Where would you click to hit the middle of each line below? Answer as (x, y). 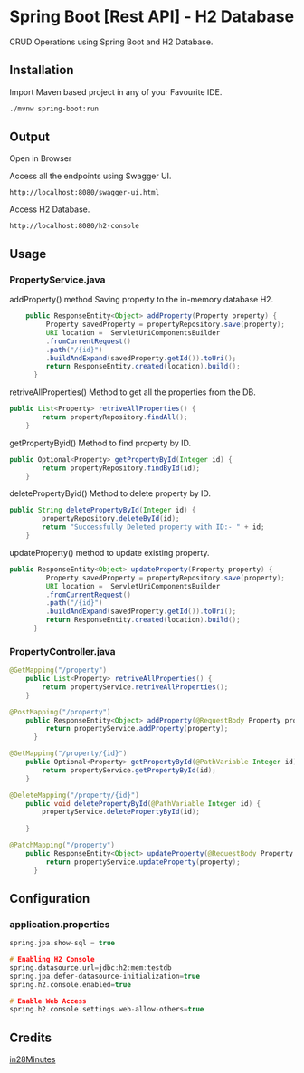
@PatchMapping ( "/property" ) (62, 845)
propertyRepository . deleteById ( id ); (111, 519)
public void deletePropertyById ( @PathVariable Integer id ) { (143, 803)
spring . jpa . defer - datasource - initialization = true (105, 976)
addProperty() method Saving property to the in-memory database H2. (142, 300)
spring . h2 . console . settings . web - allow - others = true (107, 1010)
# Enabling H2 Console (52, 960)
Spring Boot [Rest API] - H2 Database (152, 17)
